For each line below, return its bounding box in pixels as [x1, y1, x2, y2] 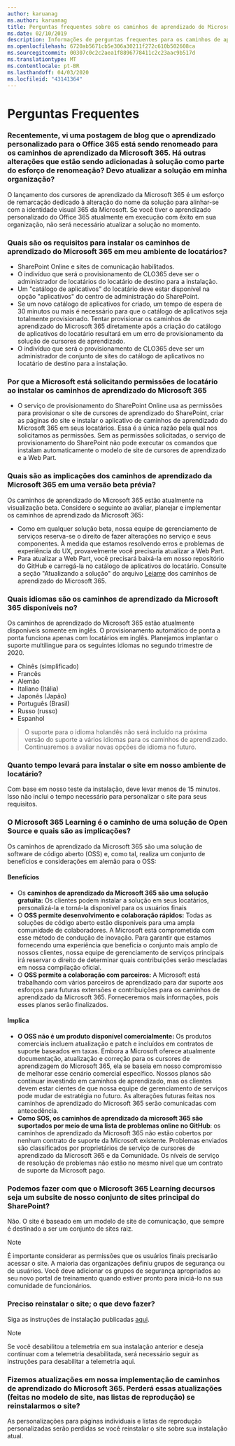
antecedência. [17, 1107, 59, 1115]
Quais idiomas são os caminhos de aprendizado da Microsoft [7, 594, 219, 604]
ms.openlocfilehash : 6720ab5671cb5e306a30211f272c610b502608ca [7, 43, 196, 50]
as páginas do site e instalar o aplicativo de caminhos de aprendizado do [17, 417, 228, 425]
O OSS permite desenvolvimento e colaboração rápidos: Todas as [17, 911, 212, 919]
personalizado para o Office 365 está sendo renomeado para [7, 140, 218, 149]
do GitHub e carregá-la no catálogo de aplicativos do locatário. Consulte [17, 562, 227, 570]
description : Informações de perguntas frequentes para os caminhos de [7, 36, 220, 43]
